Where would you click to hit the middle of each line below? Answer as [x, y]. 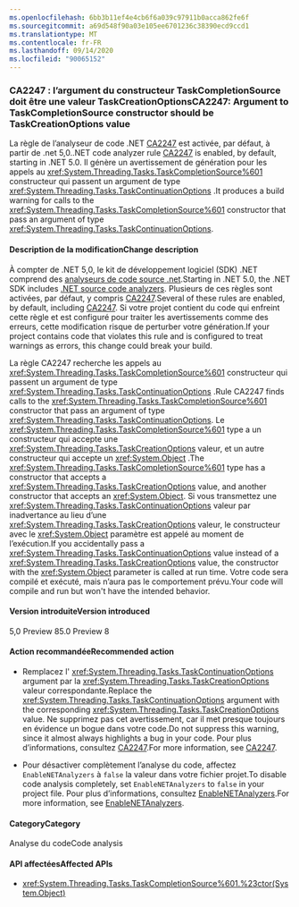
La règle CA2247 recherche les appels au [86, 362]
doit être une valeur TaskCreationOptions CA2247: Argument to [149, 101]
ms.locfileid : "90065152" [57, 59]
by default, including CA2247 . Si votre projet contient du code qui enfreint [145, 307]
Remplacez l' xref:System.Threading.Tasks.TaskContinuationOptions [148, 671]
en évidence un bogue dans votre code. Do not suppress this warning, [150, 728]
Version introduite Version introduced [79, 611]
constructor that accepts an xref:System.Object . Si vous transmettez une [143, 496]
